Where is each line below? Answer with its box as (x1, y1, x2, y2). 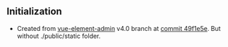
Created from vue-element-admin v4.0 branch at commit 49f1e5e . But (16, 24, 221, 32)
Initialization (6, 6, 63, 18)
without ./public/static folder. (16, 32, 101, 40)
